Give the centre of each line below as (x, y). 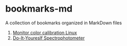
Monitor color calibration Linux (45, 32)
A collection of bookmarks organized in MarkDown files (64, 23)
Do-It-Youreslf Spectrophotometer (49, 38)
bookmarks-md (39, 9)
